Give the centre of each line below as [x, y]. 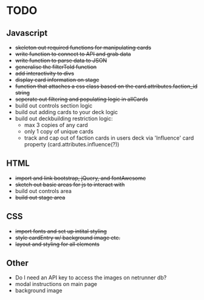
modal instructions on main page [56, 284]
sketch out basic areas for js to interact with [70, 184]
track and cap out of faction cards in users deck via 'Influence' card [109, 138]
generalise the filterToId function [56, 67]
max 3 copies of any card [56, 125]
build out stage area [40, 197]
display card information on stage [57, 80]
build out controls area [43, 191]
